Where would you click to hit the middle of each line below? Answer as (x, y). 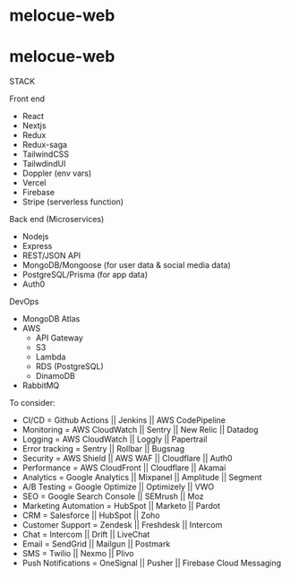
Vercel (34, 183)
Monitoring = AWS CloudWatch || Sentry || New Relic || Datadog (140, 430)
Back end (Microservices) (57, 220)
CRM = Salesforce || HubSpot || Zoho (91, 515)
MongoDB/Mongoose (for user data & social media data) (126, 265)
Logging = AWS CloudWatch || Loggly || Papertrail (115, 439)
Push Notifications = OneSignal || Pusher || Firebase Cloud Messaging (152, 563)
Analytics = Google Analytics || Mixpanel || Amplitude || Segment (142, 478)
